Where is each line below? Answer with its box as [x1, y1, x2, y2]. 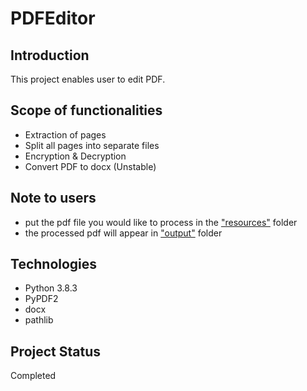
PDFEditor [10, 7, 96, 30]
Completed [10, 370, 57, 382]
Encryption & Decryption [24, 150, 127, 162]
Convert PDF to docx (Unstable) [24, 160, 157, 172]
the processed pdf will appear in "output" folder [24, 227, 223, 239]
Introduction [10, 47, 90, 64]
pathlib [24, 314, 54, 326]
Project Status [10, 343, 102, 360]
